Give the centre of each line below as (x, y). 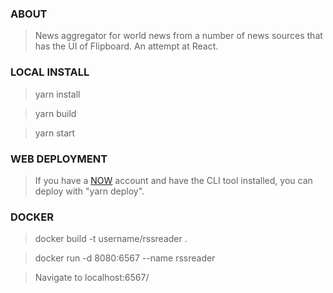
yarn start (55, 133)
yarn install (57, 94)
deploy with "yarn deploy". (89, 191)
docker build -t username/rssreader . (111, 239)
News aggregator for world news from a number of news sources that (178, 36)
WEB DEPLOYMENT (59, 159)
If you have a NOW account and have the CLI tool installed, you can (173, 180)
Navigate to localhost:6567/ (92, 278)
